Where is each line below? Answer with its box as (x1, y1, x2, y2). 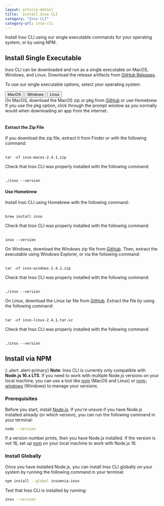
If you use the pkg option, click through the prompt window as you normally (5, 102, 157, 108)
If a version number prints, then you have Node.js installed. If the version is (5, 435, 156, 441)
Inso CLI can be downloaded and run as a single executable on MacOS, (5, 67, 149, 73)
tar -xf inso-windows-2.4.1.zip (5, 266, 71, 271)
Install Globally (5, 453, 41, 459)
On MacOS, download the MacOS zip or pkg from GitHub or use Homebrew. (5, 98, 158, 103)
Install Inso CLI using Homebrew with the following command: (5, 200, 129, 205)
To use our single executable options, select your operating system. (5, 81, 142, 87)
